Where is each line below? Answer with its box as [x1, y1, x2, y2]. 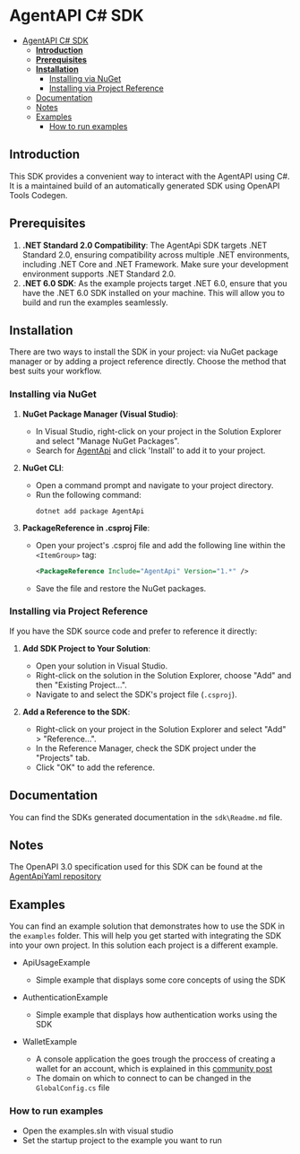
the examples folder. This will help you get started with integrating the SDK [9, 931, 282, 941]
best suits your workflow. [9, 365, 102, 377]
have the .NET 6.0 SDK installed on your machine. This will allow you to [21, 287, 285, 298]
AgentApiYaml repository [9, 871, 101, 882]
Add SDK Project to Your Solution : [21, 643, 150, 653]
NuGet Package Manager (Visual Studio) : [21, 408, 179, 419]
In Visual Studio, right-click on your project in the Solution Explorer [35, 425, 282, 436]
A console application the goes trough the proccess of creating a [35, 1053, 276, 1064]
